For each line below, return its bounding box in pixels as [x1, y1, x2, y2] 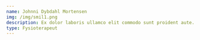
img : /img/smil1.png [6, 14, 58, 20]
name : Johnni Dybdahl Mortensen [6, 8, 87, 15]
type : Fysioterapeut [6, 25, 58, 31]
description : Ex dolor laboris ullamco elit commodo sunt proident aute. [6, 19, 195, 25]
